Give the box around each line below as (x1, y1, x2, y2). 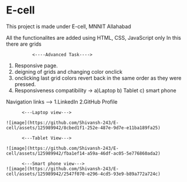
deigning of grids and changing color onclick (14, 68, 123, 75)
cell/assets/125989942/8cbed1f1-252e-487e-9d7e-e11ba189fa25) (6, 125, 161, 131)
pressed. (14, 80, 36, 88)
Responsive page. (14, 62, 58, 69)
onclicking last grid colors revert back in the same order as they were (14, 74, 182, 81)
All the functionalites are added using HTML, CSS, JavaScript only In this (6, 34, 181, 41)
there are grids (6, 40, 42, 47)
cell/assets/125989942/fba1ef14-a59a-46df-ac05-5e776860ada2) (6, 150, 161, 156)
